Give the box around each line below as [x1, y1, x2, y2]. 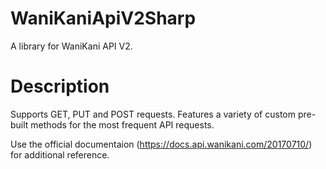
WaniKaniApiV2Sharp [10, 7, 197, 30]
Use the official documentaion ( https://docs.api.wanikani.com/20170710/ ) [10, 138, 313, 150]
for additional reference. [10, 148, 110, 161]
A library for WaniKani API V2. [10, 40, 133, 52]
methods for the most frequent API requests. [30, 118, 215, 131]
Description [10, 75, 110, 98]
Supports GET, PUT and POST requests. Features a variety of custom [10, 108, 296, 120]
